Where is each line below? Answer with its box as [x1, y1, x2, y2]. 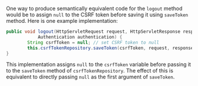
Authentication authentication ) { [37, 34, 123, 40]
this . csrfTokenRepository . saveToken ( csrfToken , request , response [27, 45, 194, 51]
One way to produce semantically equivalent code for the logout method [6, 5, 183, 12]
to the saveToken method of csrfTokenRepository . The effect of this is [6, 67, 174, 74]
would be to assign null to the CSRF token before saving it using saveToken [6, 11, 189, 18]
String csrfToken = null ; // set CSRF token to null [27, 39, 160, 46]
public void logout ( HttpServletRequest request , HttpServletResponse [6, 29, 181, 35]
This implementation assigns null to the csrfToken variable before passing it [6, 61, 192, 68]
